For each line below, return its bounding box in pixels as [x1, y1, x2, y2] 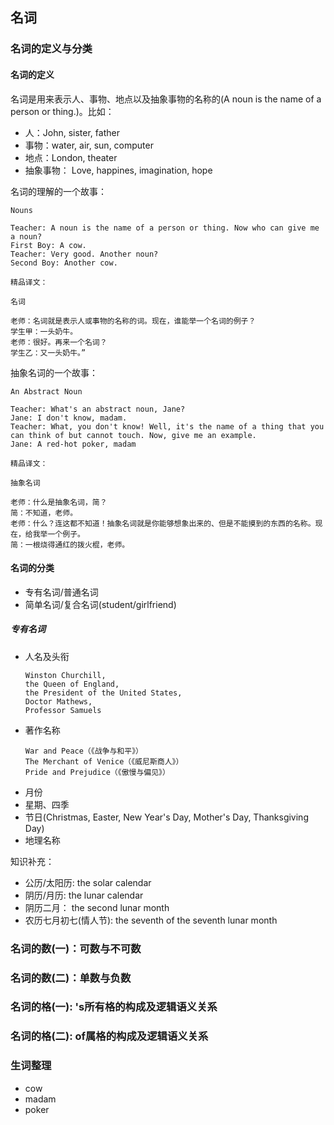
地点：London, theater [24, 151, 118, 163]
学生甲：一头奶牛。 [10, 326, 78, 337]
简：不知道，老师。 [10, 508, 78, 518]
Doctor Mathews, [24, 696, 93, 707]
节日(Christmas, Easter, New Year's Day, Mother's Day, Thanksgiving [24, 811, 309, 823]
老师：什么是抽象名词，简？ [10, 497, 108, 507]
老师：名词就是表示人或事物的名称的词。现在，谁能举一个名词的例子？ [10, 316, 257, 326]
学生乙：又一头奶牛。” [10, 348, 87, 358]
